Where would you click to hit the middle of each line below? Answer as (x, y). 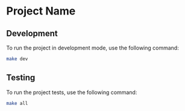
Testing (21, 78)
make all (17, 103)
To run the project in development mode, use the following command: (92, 48)
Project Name (41, 11)
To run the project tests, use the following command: (72, 92)
